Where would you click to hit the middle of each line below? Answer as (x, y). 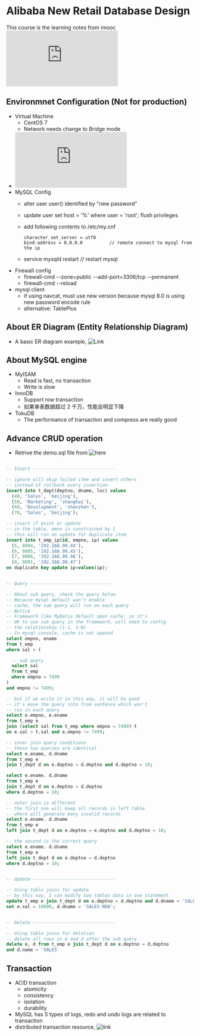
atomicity (35, 989)
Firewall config (33, 270)
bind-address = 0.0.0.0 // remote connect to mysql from (108, 243)
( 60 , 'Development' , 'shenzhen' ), (54, 507)
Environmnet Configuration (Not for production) (97, 102)
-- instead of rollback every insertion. (58, 485)
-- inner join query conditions (46, 743)
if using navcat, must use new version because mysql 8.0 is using (104, 296)
